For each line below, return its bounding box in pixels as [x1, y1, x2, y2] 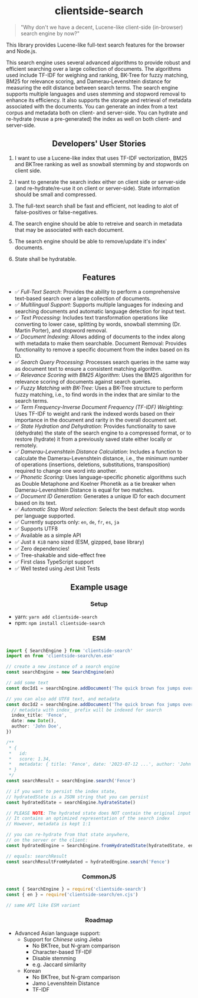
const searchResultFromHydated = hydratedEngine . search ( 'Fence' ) [6, 859, 170, 865]
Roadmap [85, 916, 113, 924]
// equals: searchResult [6, 853, 67, 859]
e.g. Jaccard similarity [32, 961, 87, 968]
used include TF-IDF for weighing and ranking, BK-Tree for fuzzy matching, [6, 71, 189, 78]
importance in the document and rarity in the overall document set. [14, 416, 177, 423]
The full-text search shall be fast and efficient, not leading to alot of [14, 202, 179, 209]
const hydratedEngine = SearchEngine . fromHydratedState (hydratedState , [6, 842, 186, 848]
